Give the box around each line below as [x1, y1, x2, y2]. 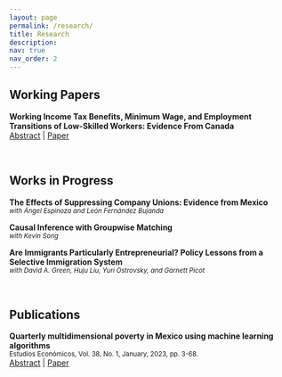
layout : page [9, 12, 58, 22]
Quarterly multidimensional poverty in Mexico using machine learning [9, 331, 274, 341]
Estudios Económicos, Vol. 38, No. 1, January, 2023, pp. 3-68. [9, 349, 198, 359]
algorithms [9, 340, 51, 351]
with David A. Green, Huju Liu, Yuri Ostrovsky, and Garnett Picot [9, 266, 205, 275]
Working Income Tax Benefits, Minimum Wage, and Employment [9, 111, 252, 121]
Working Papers [9, 87, 101, 102]
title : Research [9, 29, 69, 38]
